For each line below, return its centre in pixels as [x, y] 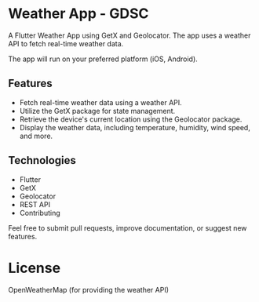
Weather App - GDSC [78, 14]
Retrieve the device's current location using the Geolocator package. [131, 119]
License [35, 268]
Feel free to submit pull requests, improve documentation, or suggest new [128, 227]
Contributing [40, 213]
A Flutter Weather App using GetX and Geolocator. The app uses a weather [129, 35]
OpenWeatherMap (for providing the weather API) [89, 289]
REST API [35, 204]
